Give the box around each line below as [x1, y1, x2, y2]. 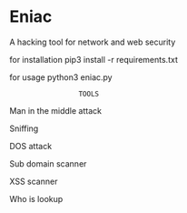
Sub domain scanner [9, 157, 87, 169]
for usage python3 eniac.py [9, 71, 113, 83]
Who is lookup [9, 193, 64, 204]
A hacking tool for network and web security [9, 36, 176, 47]
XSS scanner [9, 176, 58, 187]
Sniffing [9, 123, 39, 134]
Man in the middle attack [9, 105, 103, 116]
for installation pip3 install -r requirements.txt [9, 54, 179, 65]
